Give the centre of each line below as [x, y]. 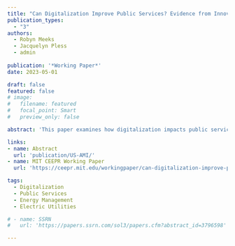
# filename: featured [42, 104]
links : [17, 142]
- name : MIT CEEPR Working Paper [56, 162]
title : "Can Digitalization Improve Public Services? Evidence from [109, 14]
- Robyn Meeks [34, 40]
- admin [25, 53]
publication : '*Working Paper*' [54, 66]
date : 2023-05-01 [33, 72]
